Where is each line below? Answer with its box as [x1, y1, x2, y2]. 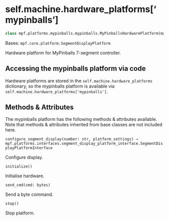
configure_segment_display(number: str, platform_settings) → [5, 137, 138, 142]
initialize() [5, 164, 33, 169]
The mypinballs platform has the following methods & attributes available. [5, 116, 157, 122]
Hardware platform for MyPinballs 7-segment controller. [5, 49, 121, 56]
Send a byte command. [5, 191, 54, 197]
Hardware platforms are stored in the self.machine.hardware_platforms [5, 78, 153, 84]
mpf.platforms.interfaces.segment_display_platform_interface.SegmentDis [5, 141, 163, 146]
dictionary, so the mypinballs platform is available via [5, 83, 115, 89]
